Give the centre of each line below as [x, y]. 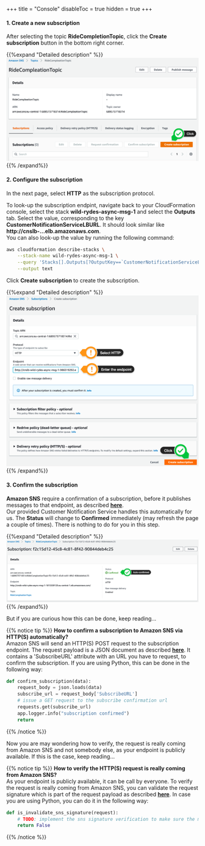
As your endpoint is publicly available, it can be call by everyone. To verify [99, 781]
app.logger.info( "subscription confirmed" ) [74, 713]
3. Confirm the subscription [42, 485]
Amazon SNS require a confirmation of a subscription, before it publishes [99, 498]
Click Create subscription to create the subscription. [73, 281]
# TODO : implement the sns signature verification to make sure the [106, 819]
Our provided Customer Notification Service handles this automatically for [99, 511]
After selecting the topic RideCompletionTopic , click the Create [87, 37]
